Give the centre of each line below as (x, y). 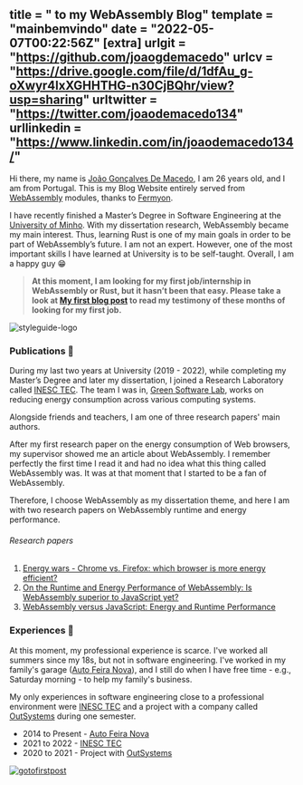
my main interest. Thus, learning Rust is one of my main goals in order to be (150, 234)
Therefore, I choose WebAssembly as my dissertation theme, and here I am (150, 500)
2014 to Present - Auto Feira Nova (85, 733)
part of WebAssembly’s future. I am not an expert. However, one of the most (151, 244)
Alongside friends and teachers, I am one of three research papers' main (145, 417)
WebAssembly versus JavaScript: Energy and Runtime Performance (149, 607)
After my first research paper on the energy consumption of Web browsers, (150, 444)
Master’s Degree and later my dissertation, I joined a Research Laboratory (147, 381)
